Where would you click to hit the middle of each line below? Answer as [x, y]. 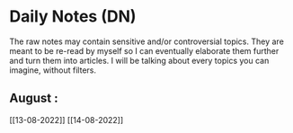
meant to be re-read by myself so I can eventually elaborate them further [144, 50]
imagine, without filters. [53, 70]
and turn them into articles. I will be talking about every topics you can [139, 60]
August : [34, 98]
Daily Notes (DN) [73, 17]
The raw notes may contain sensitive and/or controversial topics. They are [147, 41]
